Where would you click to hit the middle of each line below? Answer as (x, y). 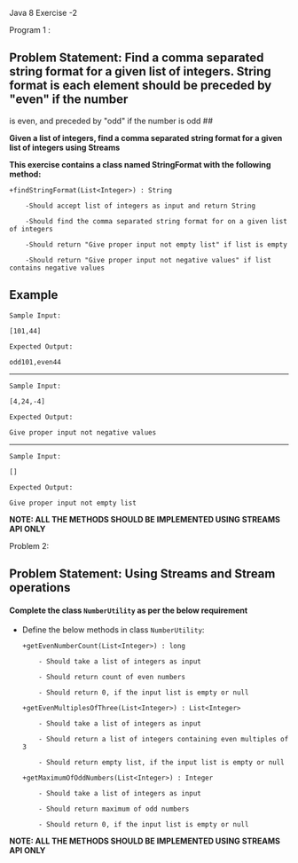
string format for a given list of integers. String (141, 71)
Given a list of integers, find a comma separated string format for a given (146, 137)
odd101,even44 (35, 362)
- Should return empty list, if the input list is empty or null (162, 763)
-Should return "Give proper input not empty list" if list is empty (157, 244)
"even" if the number (69, 100)
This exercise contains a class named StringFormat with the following (140, 164)
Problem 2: (29, 545)
